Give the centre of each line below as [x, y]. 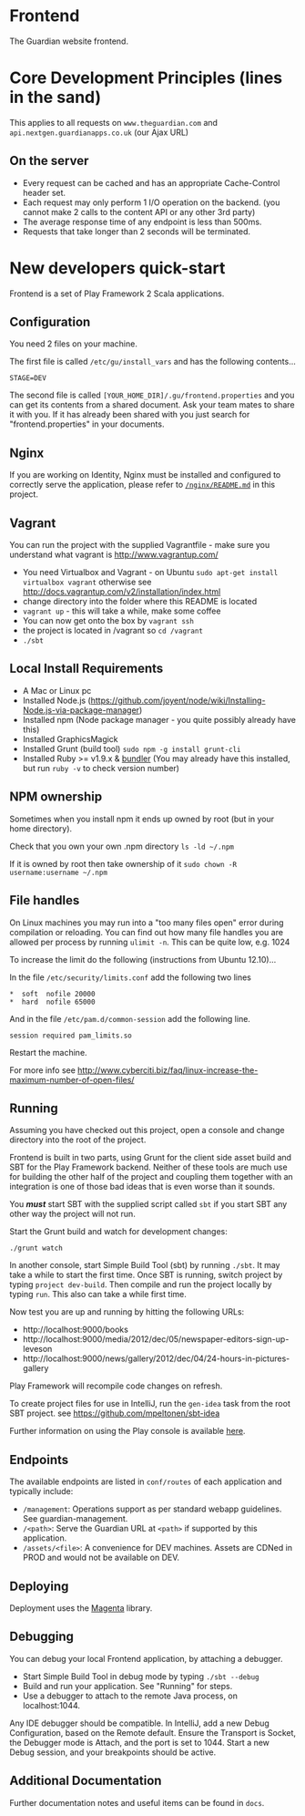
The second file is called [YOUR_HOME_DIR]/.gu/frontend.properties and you [152, 395]
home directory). [41, 828]
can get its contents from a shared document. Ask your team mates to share [152, 405]
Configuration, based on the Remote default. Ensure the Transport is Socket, [153, 1732]
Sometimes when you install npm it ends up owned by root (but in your [142, 819]
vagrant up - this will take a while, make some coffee [122, 611]
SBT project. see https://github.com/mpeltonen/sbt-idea [115, 1413]
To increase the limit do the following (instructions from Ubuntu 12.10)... [143, 959]
